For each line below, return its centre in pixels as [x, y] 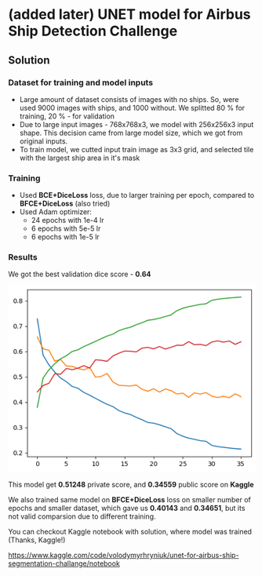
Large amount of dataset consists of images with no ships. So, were [129, 99]
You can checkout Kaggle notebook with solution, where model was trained [130, 532]
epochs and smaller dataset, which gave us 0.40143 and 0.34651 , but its [127, 508]
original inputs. [44, 141]
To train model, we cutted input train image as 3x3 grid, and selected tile [136, 149]
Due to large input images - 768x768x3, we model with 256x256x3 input [136, 124]
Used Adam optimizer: [56, 212]
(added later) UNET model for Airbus [129, 15]
